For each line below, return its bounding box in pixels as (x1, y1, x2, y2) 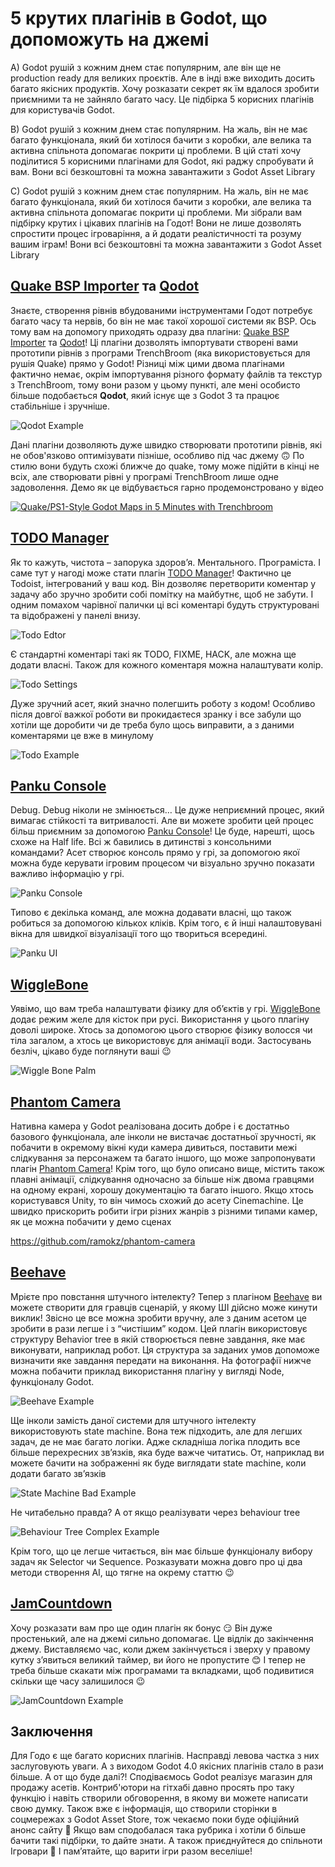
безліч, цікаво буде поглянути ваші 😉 (10, 1045, 172, 1057)
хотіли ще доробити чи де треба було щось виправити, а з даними (10, 718, 295, 731)
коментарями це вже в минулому (10, 729, 154, 741)
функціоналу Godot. (10, 1375, 95, 1387)
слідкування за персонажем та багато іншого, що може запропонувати (10, 1152, 316, 1164)
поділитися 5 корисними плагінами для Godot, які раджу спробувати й (10, 155, 314, 167)
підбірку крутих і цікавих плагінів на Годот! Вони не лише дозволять (10, 217, 302, 229)
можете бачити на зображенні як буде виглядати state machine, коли (10, 1457, 307, 1469)
